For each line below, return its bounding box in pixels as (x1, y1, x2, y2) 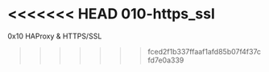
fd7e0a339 (147, 55, 184, 65)
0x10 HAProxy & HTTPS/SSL (7, 31, 102, 41)
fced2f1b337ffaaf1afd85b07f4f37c (147, 46, 262, 56)
